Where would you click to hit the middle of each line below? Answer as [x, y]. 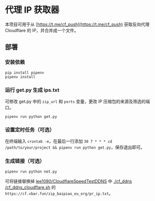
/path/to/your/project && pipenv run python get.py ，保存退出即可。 [75, 147]
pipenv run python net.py [31, 171]
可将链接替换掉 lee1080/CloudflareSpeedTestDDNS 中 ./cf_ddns [69, 181]
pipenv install [20, 77]
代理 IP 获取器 [32, 10]
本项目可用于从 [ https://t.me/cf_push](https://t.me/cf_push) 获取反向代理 [77, 24]
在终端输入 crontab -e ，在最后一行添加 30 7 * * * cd [59, 141]
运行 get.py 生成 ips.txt [32, 90]
